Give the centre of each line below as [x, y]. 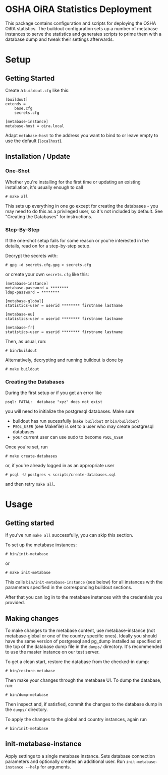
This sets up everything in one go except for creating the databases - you [82, 206]
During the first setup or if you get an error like [53, 393]
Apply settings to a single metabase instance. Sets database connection [80, 756]
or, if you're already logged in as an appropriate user [60, 466]
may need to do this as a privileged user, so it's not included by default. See [84, 211]
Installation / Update [38, 156]
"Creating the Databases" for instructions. [49, 216]
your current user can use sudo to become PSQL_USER [68, 437]
